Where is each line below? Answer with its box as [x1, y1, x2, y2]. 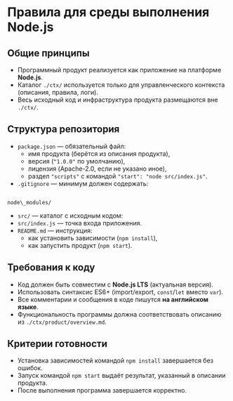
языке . [17, 303, 39, 311]
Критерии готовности [7, 338, 107, 350]
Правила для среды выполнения [7, 4, 210, 20]
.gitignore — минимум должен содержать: [17, 179, 149, 188]
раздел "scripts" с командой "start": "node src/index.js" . [27, 171, 208, 180]
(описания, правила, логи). [17, 88, 98, 96]
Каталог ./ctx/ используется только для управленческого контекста [17, 81, 225, 88]
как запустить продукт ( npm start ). [27, 241, 133, 249]
